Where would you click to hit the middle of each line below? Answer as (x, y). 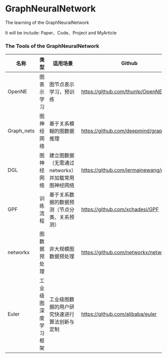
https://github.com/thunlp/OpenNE (122, 92)
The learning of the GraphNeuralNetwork (47, 22)
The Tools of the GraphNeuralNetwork (52, 46)
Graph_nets (21, 131)
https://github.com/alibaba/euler (119, 314)
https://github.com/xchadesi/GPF (120, 209)
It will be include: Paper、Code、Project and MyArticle (61, 32)
